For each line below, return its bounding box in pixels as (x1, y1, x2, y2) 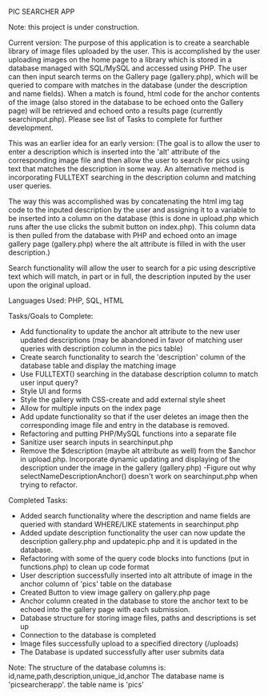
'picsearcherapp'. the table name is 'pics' (8, 680, 144, 689)
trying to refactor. (19, 480, 78, 490)
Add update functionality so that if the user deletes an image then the (19, 412, 250, 421)
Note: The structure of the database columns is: (8, 663, 166, 672)
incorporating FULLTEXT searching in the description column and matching (8, 172, 256, 182)
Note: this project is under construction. (8, 22, 140, 31)
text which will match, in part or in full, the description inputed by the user (8, 272, 251, 281)
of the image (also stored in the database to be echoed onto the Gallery (8, 98, 244, 107)
